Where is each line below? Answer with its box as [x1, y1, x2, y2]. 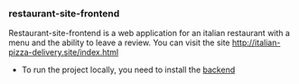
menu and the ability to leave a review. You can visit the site [8, 37, 231, 48]
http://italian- [231, 37, 281, 48]
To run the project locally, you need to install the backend [21, 64, 236, 75]
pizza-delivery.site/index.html [8, 47, 119, 58]
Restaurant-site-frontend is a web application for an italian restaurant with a [8, 28, 291, 39]
